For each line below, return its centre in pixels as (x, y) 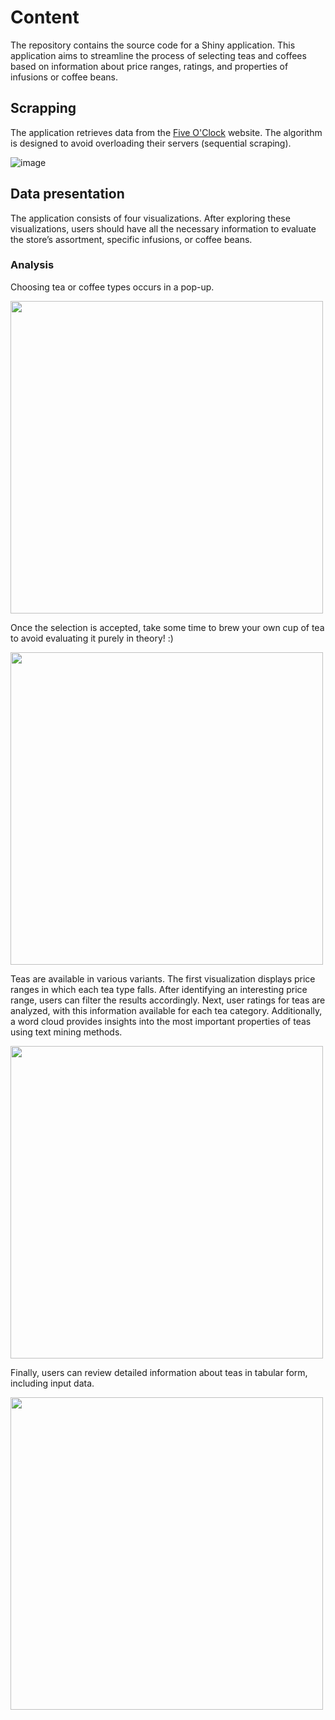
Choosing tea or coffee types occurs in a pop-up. (112, 287)
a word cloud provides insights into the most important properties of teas (161, 1021)
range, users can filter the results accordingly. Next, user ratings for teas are (168, 1000)
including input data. (52, 1383)
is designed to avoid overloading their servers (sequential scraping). (151, 143)
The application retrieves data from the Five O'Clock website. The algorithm (166, 132)
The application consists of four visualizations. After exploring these (150, 218)
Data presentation (67, 194)
